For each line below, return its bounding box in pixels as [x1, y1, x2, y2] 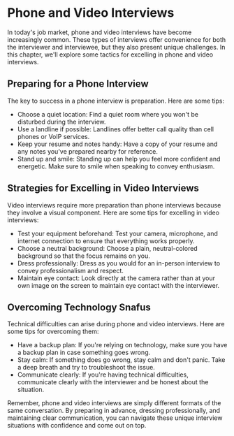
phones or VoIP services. [17, 132, 90, 140]
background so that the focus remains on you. [17, 252, 150, 260]
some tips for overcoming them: [7, 327, 99, 336]
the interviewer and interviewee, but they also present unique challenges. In [7, 43, 226, 51]
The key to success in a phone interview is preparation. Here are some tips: [7, 96, 225, 105]
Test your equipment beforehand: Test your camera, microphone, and [17, 229, 218, 238]
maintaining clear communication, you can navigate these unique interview [7, 414, 223, 422]
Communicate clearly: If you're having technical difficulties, [17, 370, 189, 379]
